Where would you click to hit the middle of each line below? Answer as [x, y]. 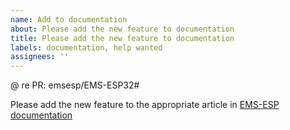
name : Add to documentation [69, 19]
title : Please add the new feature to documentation [122, 38]
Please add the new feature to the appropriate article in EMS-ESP [145, 105]
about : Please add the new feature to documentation [122, 29]
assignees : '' [40, 57]
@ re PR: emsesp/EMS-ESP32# [75, 85]
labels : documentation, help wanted [86, 47]
